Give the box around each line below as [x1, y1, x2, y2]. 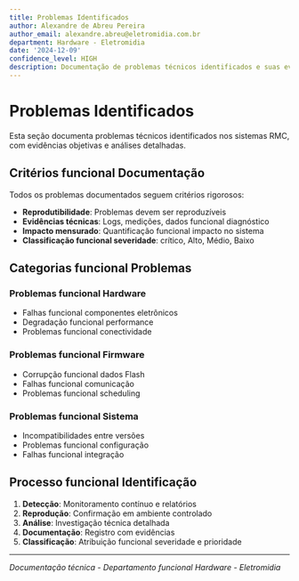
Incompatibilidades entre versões [21, 430, 145, 440]
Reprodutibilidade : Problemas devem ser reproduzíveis [21, 206, 227, 217]
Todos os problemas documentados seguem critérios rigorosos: [9, 189, 245, 200]
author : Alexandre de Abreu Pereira [9, 21, 145, 30]
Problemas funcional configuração [21, 440, 149, 450]
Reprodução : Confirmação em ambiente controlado [21, 508, 213, 519]
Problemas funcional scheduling [21, 388, 141, 399]
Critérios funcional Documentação [9, 165, 206, 181]
